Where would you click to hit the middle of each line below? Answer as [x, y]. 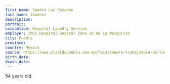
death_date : [18, 62]
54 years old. [19, 76]
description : [19, 19]
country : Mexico [22, 48]
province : [16, 43]
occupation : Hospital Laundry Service [46, 29]
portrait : [16, 24]
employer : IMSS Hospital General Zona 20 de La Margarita [68, 33]
